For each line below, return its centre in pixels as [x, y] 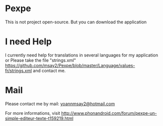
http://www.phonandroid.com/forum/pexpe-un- [109, 113]
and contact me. [49, 71]
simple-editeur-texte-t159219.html [39, 118]
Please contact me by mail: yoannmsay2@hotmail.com [60, 104]
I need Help [29, 42]
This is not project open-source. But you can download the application [76, 22]
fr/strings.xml [19, 71]
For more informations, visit [33, 113]
